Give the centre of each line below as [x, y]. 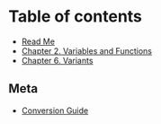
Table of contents [76, 17]
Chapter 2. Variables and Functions [86, 50]
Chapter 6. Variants [57, 60]
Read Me [38, 41]
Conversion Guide [55, 111]
